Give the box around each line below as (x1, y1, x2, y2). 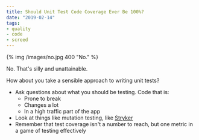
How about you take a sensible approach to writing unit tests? (6, 77, 160, 84)
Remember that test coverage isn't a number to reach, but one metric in (14, 121, 193, 127)
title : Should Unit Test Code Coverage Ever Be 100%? (6, 8, 145, 15)
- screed (6, 37, 28, 43)
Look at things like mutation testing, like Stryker (14, 114, 133, 121)
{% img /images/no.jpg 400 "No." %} (6, 54, 98, 60)
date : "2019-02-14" (6, 14, 55, 21)
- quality (6, 25, 31, 32)
